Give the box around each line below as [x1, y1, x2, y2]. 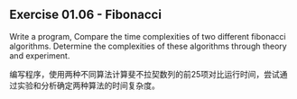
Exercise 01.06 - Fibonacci [9, 7, 162, 22]
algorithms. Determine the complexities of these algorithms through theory [9, 40, 287, 51]
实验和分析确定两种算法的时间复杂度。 [16, 80, 160, 91]
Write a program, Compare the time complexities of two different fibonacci [9, 31, 286, 41]
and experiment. [9, 49, 70, 61]
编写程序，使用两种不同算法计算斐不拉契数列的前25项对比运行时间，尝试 [9, 68, 280, 79]
